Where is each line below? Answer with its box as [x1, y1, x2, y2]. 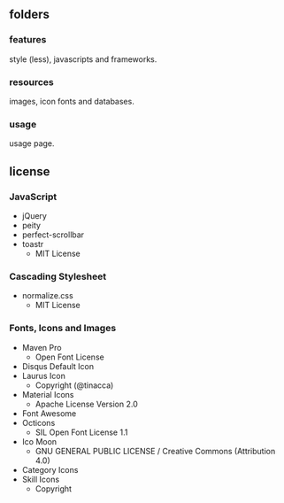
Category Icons [21, 464, 79, 475]
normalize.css [21, 290, 73, 301]
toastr [21, 238, 44, 249]
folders [9, 7, 50, 22]
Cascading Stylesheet [9, 270, 107, 282]
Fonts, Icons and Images [9, 322, 117, 335]
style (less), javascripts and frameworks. [9, 53, 157, 65]
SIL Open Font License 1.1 [35, 427, 128, 437]
